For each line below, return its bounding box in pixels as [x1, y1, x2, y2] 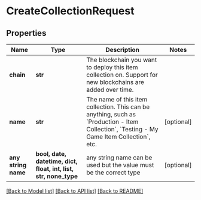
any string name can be [86, 153, 153, 162]
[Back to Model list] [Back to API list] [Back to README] [6, 187, 144, 195]
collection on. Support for [86, 70, 158, 79]
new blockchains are [86, 78, 145, 86]
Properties [6, 28, 47, 38]
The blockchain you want [86, 56, 157, 64]
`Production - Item [86, 118, 139, 126]
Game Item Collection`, [86, 133, 151, 141]
